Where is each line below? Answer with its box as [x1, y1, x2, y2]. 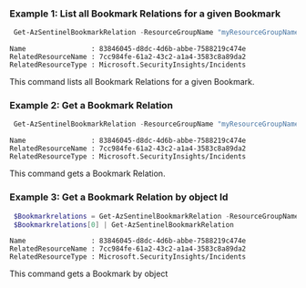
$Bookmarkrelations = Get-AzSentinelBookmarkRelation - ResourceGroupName [13, 211, 300, 221]
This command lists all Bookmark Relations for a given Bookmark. [9, 77, 255, 87]
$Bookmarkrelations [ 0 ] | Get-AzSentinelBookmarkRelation [13, 220, 234, 230]
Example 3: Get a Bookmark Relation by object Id [9, 190, 229, 203]
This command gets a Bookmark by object [9, 268, 168, 280]
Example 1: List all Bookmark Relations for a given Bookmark [9, 7, 280, 20]
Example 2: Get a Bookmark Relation [9, 99, 174, 112]
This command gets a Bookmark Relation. [9, 168, 166, 180]
